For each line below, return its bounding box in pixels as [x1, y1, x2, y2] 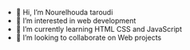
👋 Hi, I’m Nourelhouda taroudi [15, 8, 113, 17]
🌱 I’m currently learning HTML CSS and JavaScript [15, 25, 182, 33]
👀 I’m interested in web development [15, 16, 137, 25]
